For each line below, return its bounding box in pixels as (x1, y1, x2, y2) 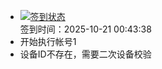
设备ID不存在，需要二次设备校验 (19, 48, 152, 60)
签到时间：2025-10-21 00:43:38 (19, 23, 152, 35)
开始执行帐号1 (19, 36, 77, 47)
